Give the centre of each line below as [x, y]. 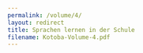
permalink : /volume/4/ [45, 15]
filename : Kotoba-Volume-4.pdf [59, 37]
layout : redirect [36, 23]
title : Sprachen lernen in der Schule [71, 30]
